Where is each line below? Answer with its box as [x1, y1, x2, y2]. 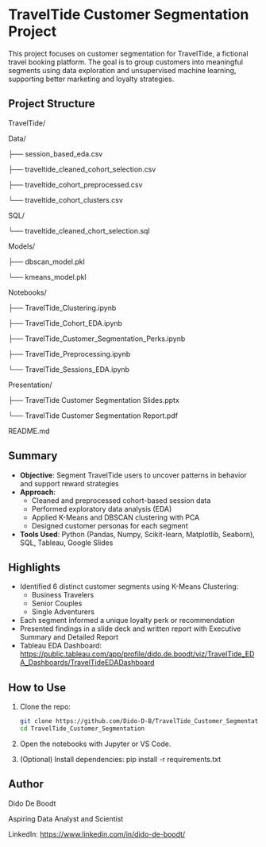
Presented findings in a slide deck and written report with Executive [19, 624, 241, 633]
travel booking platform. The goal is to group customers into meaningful [8, 57, 244, 67]
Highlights [8, 560, 61, 574]
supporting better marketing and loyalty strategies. [8, 74, 175, 83]
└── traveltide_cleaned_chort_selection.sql [8, 226, 150, 235]
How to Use [8, 681, 67, 694]
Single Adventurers [31, 607, 95, 617]
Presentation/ [8, 380, 53, 389]
